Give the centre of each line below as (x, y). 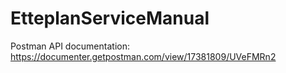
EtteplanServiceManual (110, 18)
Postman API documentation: (70, 46)
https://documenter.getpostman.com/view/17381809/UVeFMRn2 (143, 56)
